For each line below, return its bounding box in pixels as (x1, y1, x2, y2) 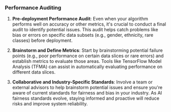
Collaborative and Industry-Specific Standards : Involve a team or (12, 79, 153, 85)
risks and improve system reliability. (12, 101, 88, 107)
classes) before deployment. (12, 37, 73, 43)
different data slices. (12, 69, 56, 75)
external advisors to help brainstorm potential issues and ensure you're (12, 84, 163, 91)
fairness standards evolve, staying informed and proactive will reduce (12, 95, 160, 101)
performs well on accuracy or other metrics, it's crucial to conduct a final (12, 21, 166, 27)
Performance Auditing (5, 4, 62, 11)
